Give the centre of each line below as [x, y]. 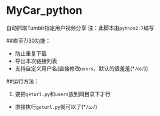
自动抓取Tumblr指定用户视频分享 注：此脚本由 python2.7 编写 [80, 28]
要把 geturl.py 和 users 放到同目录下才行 [63, 94]
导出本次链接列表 [36, 61]
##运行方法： [23, 81]
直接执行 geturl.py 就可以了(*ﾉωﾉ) [56, 106]
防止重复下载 [31, 53]
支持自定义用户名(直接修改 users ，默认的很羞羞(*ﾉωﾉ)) [81, 68]
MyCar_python [44, 11]
